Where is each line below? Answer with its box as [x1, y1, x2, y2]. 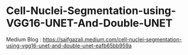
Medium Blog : [6, 36, 41, 43]
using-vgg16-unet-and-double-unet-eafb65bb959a [6, 42, 132, 49]
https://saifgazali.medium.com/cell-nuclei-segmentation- [42, 36, 182, 43]
